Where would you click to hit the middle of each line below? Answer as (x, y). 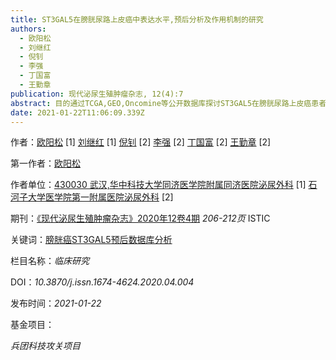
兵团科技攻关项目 (45, 346)
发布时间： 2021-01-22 (56, 303)
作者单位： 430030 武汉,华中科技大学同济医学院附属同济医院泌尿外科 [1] (158, 185)
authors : (28, 29)
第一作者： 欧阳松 (45, 163)
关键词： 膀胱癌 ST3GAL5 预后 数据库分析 (91, 240)
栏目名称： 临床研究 (50, 261)
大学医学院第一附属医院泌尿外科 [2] (100, 197)
